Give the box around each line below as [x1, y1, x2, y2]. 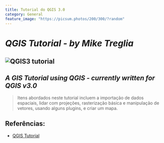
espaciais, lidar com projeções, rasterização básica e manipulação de [17, 100, 160, 106]
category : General [5, 12, 43, 17]
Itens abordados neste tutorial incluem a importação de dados [17, 95, 144, 101]
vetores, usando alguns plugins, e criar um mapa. [17, 105, 118, 111]
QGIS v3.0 [5, 82, 37, 90]
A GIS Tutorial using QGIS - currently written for [5, 74, 155, 82]
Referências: [5, 119, 45, 128]
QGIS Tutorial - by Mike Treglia [5, 37, 134, 49]
